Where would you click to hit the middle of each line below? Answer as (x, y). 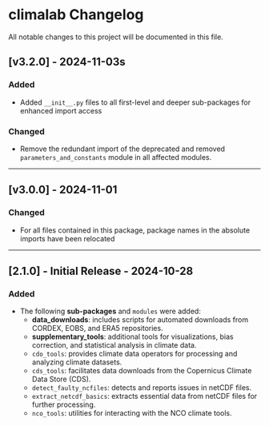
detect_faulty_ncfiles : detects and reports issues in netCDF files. (142, 388)
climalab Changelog (76, 15)
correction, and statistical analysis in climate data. (114, 345)
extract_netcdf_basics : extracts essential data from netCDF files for (145, 396)
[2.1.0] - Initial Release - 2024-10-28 (101, 271)
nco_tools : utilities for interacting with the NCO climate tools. (132, 413)
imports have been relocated (67, 238)
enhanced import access (61, 110)
